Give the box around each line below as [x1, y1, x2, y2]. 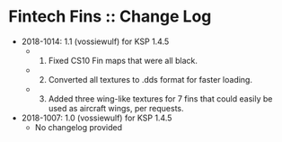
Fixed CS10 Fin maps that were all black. [48, 55, 198, 66]
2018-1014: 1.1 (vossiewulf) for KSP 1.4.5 [21, 36, 170, 47]
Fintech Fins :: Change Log [8, 6, 212, 27]
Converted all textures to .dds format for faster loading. [48, 74, 253, 84]
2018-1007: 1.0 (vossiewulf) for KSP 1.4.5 [21, 112, 172, 123]
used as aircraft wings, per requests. [48, 102, 185, 113]
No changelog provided [34, 121, 123, 132]
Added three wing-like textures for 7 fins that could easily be [48, 93, 273, 104]
